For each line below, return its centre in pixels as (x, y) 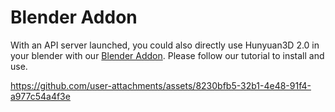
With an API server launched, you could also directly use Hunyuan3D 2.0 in (165, 45)
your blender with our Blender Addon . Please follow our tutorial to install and (167, 55)
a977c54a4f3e (40, 96)
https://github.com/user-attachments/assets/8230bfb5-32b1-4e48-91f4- (161, 85)
